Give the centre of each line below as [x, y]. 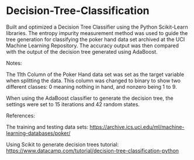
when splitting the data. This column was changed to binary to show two [93, 81]
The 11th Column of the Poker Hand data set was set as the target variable [95, 74]
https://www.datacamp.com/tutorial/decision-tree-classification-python [93, 151]
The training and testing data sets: [47, 127]
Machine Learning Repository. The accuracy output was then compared [93, 46]
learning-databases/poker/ [38, 133]
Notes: [14, 63]
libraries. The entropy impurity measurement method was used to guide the [97, 33]
